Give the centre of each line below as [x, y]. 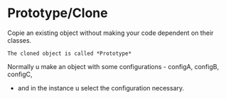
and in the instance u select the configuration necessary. [101, 88]
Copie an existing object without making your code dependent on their [111, 33]
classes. [20, 40]
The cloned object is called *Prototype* [70, 53]
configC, [20, 74]
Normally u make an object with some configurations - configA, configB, [113, 66]
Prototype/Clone [58, 13]
